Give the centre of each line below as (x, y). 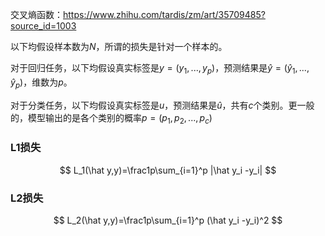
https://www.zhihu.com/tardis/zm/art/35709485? (164, 14)
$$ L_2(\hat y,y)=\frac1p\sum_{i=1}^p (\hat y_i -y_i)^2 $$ (168, 220)
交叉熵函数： (36, 14)
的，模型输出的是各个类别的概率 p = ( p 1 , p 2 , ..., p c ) (111, 118)
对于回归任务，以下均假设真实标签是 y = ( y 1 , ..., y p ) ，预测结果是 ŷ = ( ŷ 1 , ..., (160, 69)
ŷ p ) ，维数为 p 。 (41, 83)
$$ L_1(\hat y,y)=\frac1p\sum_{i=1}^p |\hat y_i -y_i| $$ (168, 170)
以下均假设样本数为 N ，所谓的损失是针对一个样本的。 (119, 46)
